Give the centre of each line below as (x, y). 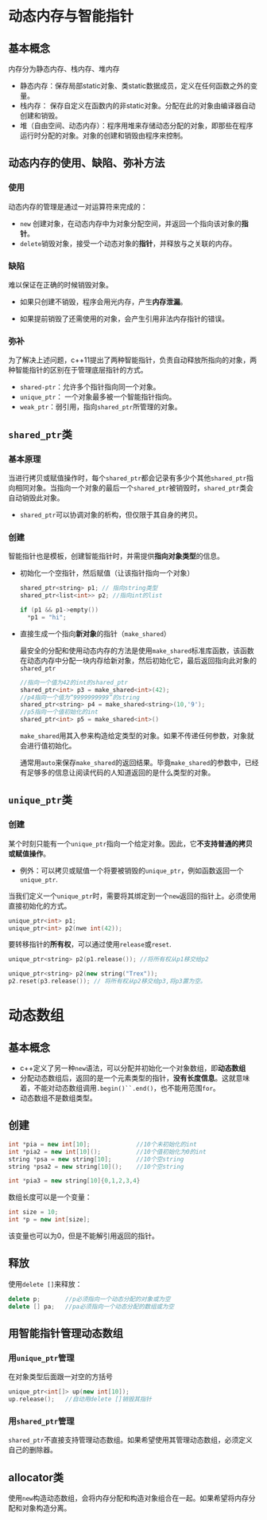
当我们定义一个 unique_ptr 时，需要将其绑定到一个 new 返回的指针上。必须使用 (132, 896)
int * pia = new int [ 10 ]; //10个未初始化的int (103, 1144)
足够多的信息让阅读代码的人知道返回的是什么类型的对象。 (121, 772)
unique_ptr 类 (41, 800)
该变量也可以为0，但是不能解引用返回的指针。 (83, 1236)
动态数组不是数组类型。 (58, 1098)
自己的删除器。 (33, 1450)
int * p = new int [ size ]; (49, 1220)
